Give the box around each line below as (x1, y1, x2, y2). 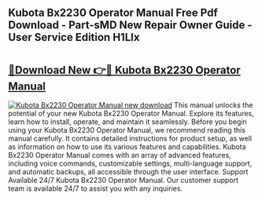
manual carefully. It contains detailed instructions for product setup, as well (8, 133, 253, 143)
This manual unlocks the (174, 100, 253, 109)
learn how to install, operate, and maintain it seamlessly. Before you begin (8, 117, 248, 126)
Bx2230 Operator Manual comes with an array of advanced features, (8, 151, 232, 159)
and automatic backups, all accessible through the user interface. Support (8, 167, 249, 176)
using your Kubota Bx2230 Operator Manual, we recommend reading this (8, 126, 246, 134)
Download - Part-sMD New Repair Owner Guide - (8, 19, 253, 32)
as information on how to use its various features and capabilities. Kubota (8, 142, 246, 152)
